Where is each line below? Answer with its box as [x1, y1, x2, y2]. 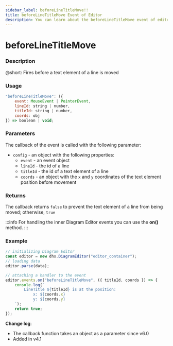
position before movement [20, 179, 77, 185]
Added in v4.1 [12, 336, 42, 342]
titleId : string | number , [14, 108, 73, 113]
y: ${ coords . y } [32, 297, 66, 302]
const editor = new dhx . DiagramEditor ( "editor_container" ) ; [5, 254, 137, 259]
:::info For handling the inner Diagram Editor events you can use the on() [5, 219, 159, 225]
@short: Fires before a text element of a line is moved [5, 69, 119, 75]
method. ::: [5, 224, 28, 231]
